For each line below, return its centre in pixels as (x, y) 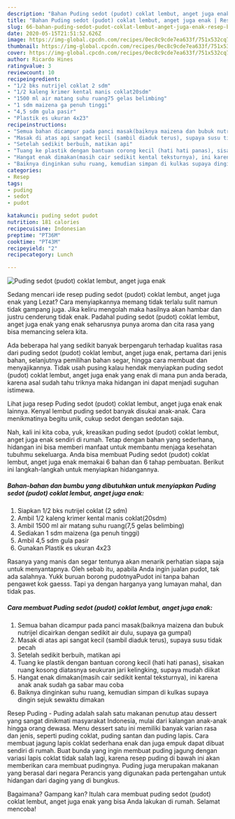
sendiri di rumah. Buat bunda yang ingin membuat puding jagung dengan (113, 751)
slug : (15, 27)
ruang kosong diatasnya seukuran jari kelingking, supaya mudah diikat (119, 670)
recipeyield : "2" (33, 248)
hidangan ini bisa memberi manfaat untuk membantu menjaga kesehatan (112, 447)
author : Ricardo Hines (40, 60)
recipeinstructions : (37, 125)
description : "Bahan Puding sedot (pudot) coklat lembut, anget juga (111, 14)
